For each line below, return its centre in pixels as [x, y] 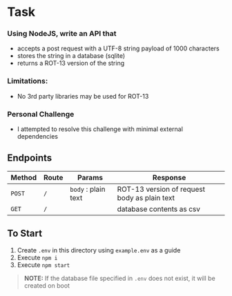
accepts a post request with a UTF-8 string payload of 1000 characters [118, 48]
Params [90, 177]
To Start [25, 234]
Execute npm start [43, 265]
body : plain [88, 189]
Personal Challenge [41, 114]
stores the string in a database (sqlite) [71, 56]
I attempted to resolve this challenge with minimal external [100, 129]
